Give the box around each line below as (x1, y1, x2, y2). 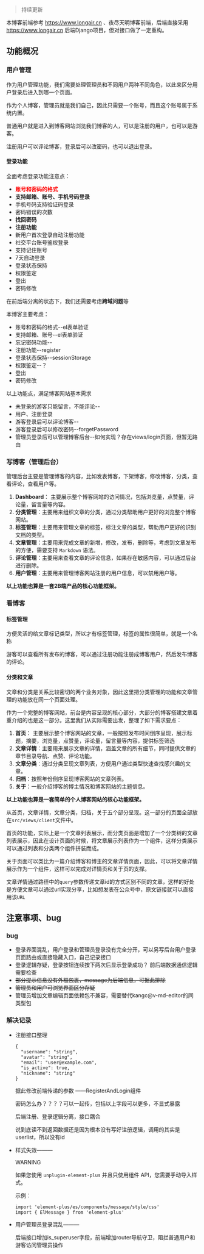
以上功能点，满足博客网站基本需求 (6, 390, 92, 397)
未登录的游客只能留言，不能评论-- (15, 403, 100, 410)
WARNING (15, 1158, 41, 1166)
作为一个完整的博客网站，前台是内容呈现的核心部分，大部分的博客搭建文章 (6, 709, 192, 716)
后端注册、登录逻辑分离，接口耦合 (15, 1112, 101, 1120)
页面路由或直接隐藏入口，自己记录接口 (15, 954, 111, 961)
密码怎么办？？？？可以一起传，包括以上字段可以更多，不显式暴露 (15, 1100, 180, 1107)
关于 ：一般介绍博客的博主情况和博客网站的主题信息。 (15, 783, 149, 790)
